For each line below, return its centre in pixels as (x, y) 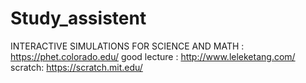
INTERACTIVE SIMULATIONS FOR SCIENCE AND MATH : (127, 46)
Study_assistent (78, 18)
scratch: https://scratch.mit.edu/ (76, 67)
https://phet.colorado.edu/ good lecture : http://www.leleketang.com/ (153, 56)
